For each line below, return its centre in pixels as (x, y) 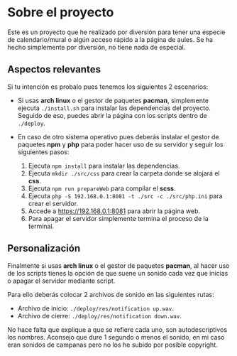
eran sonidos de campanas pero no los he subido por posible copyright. (112, 345)
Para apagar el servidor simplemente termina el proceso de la (118, 218)
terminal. (41, 226)
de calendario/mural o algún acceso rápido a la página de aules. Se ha (110, 39)
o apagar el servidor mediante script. (61, 281)
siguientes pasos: (43, 152)
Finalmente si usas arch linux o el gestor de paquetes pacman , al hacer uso (118, 265)
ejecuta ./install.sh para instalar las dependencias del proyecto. (114, 108)
